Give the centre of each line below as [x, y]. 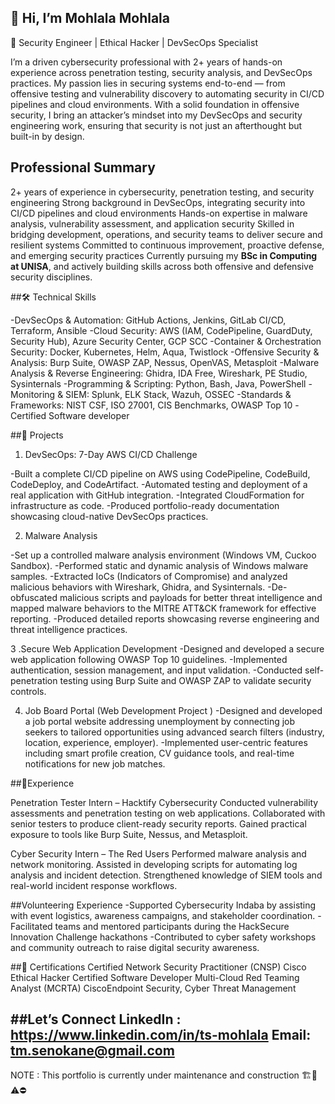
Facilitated [31, 926]
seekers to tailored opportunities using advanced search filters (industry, [174, 732]
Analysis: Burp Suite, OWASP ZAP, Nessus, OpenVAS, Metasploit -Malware [165, 362]
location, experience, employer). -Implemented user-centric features [166, 742]
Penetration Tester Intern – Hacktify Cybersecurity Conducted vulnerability [164, 802]
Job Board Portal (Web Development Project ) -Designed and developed [173, 710]
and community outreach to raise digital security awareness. [135, 947]
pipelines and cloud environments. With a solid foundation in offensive [155, 104]
